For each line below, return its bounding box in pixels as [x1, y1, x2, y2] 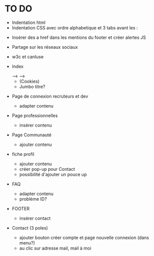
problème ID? [19, 196, 47, 202]
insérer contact [19, 215, 51, 221]
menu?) [19, 240, 35, 246]
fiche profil [11, 151, 34, 157]
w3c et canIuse [11, 53, 44, 60]
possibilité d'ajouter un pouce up [19, 171, 87, 177]
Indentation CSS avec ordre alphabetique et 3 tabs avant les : [11, 24, 138, 30]
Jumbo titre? [19, 83, 45, 90]
